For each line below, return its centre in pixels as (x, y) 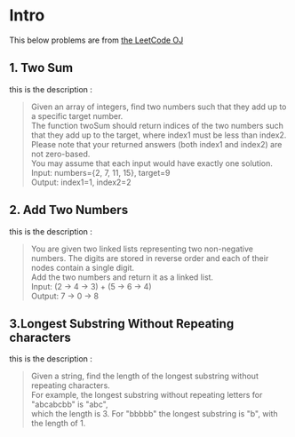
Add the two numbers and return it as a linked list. (122, 277)
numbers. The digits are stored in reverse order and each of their (150, 258)
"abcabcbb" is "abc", (69, 404)
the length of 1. (58, 424)
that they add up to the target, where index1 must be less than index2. (159, 135)
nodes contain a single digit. (83, 267)
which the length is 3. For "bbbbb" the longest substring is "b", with (154, 414)
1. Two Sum (41, 68)
